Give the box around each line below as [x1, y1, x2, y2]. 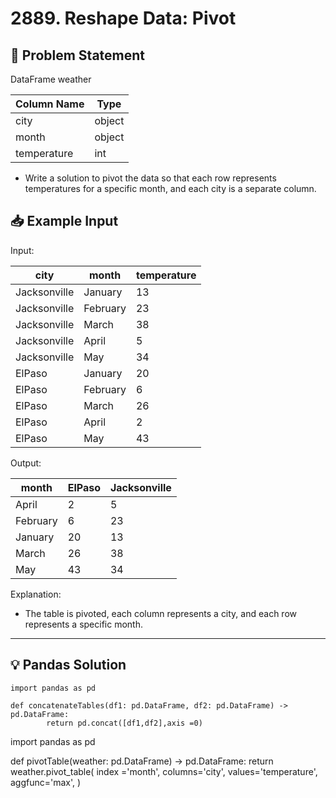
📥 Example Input [10, 213, 119, 230]
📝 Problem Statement [10, 47, 146, 64]
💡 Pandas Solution [10, 657, 127, 674]
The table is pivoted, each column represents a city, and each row [24, 607, 297, 619]
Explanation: [10, 588, 62, 600]
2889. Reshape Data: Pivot [10, 7, 237, 30]
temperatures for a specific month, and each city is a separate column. [24, 183, 317, 194]
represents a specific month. [24, 618, 144, 630]
